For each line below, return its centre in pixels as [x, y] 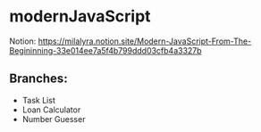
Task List [38, 100]
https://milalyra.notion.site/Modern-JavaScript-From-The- [145, 41]
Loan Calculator [51, 110]
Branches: [39, 79]
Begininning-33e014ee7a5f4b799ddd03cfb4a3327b [106, 50]
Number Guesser [54, 119]
